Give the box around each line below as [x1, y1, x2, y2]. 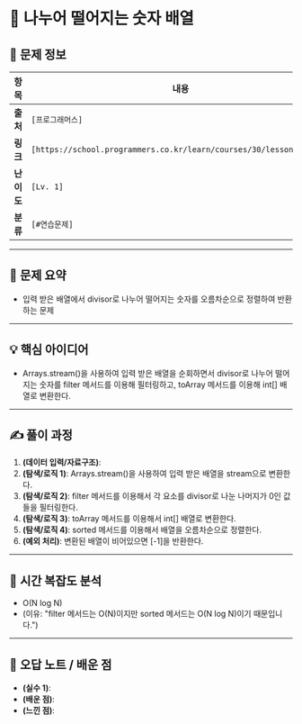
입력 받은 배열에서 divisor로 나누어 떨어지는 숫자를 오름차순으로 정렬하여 [22, 294, 276, 304]
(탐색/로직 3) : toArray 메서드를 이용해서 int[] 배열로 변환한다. [22, 513, 236, 524]
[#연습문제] [31, 220, 74, 230]
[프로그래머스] [31, 114, 84, 124]
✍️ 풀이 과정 [9, 428, 74, 443]
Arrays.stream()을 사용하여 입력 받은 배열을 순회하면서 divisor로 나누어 [22, 367, 274, 378]
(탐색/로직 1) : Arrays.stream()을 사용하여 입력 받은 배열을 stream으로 [22, 468, 267, 479]
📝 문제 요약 [9, 267, 67, 284]
